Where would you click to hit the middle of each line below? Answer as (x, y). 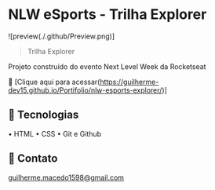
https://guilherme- (129, 82)
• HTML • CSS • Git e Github (55, 133)
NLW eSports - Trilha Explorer (107, 15)
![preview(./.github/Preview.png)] (62, 36)
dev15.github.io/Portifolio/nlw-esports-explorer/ (85, 90)
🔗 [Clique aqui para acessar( (54, 82)
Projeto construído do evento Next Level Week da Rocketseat (107, 66)
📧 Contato (33, 159)
